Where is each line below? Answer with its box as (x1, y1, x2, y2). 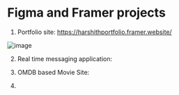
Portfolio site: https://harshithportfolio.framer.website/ (17, 28, 172, 36)
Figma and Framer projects (7, 5, 166, 21)
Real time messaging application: (17, 54, 113, 63)
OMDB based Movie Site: (17, 68, 90, 76)
